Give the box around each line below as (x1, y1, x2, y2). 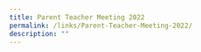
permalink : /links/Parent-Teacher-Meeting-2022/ (9, 21, 193, 30)
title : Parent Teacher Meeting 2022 (9, 12, 145, 22)
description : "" (9, 29, 69, 38)
